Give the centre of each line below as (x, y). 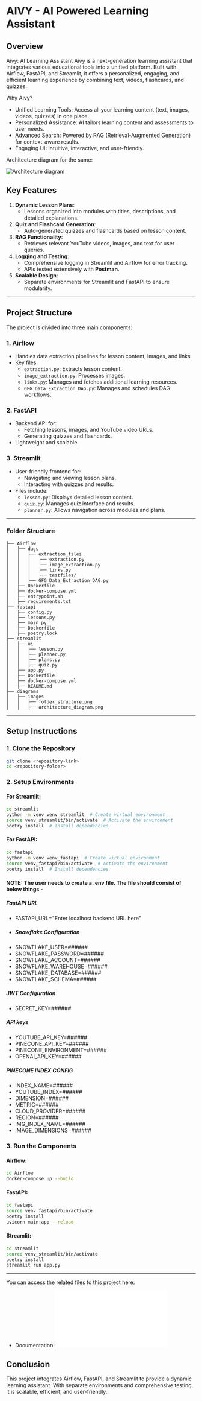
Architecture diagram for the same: (50, 160)
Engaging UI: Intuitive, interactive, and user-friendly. (79, 148)
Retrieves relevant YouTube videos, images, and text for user (99, 243)
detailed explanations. (51, 218)
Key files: (26, 362)
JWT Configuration (31, 993)
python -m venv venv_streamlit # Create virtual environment (86, 815)
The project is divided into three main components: (69, 327)
